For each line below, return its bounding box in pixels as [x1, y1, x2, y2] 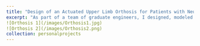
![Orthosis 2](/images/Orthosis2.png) [6, 25, 102, 32]
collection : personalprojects [6, 31, 82, 37]
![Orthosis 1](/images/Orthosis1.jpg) [6, 20, 102, 26]
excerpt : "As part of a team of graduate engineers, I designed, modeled [6, 14, 193, 20]
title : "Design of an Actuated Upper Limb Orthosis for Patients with [6, 8, 185, 15]
